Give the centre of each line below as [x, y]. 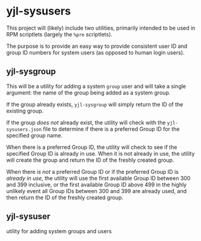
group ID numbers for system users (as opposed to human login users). [95, 52]
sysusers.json [24, 129]
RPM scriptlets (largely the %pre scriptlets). [60, 34]
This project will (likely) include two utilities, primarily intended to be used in [101, 28]
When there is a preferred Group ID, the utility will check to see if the [92, 147]
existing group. [25, 111]
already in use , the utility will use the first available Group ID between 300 [98, 178]
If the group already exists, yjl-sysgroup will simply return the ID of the [95, 104]
